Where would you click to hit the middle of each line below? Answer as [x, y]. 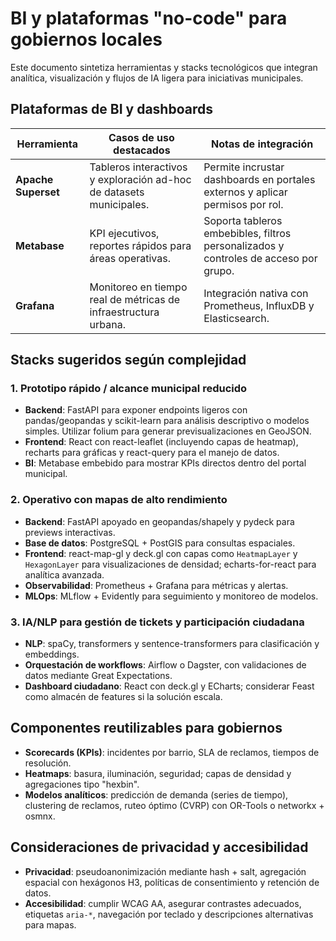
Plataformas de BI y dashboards [111, 109]
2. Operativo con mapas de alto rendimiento [119, 500]
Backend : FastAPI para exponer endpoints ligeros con [136, 410]
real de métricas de [135, 299]
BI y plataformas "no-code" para [149, 18]
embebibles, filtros [247, 233]
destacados [142, 150]
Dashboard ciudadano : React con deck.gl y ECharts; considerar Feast [169, 686]
